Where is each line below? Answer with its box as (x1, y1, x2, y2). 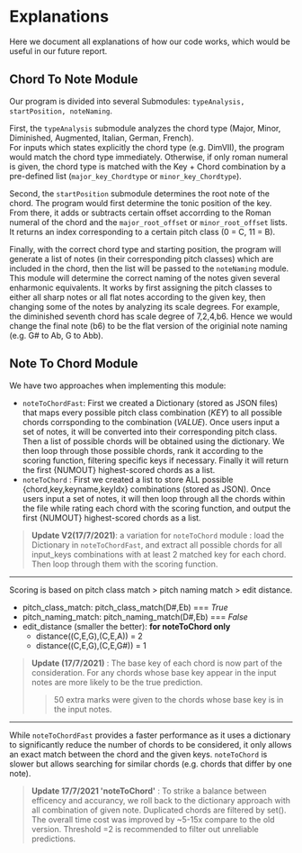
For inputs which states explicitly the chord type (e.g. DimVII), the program (9, 141, 285, 152)
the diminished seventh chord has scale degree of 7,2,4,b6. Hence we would (9, 311, 293, 322)
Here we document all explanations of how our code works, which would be (9, 36, 290, 47)
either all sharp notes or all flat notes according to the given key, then (9, 291, 266, 303)
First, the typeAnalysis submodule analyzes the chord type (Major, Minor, (9, 123, 281, 133)
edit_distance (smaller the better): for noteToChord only (22, 621, 231, 631)
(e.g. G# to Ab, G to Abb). (9, 330, 103, 340)
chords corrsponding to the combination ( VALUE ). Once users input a (22, 416, 280, 427)
